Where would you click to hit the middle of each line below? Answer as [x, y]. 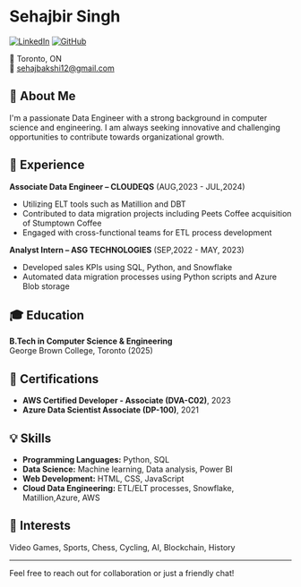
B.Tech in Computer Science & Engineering [91, 341]
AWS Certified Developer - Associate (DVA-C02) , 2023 [126, 401]
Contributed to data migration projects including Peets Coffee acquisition [157, 213]
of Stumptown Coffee [62, 223]
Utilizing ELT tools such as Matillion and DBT [104, 204]
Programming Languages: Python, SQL [96, 459]
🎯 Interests [40, 526]
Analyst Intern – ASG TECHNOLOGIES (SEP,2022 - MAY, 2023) [127, 250]
